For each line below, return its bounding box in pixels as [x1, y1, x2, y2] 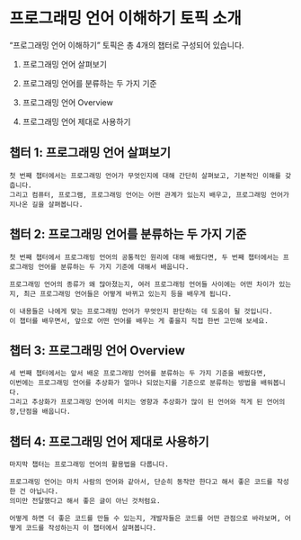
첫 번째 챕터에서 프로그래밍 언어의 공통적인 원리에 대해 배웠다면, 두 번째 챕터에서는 [9, 253, 279, 262]
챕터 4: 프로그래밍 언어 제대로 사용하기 [9, 434, 209, 449]
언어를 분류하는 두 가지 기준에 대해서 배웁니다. [37, 262, 190, 271]
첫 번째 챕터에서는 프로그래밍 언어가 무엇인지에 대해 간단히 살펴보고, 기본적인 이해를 [9, 171, 281, 180]
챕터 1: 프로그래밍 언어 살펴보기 [9, 145, 172, 160]
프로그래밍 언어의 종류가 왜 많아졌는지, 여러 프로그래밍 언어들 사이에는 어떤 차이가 [9, 280, 276, 289]
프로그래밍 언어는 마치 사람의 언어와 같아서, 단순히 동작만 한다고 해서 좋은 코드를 [9, 478, 273, 487]
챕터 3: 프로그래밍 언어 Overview [9, 343, 186, 358]
